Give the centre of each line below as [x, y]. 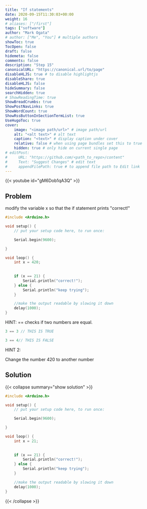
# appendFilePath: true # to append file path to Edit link [73, 167]
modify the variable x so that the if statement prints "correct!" [68, 208]
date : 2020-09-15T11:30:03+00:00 [39, 14]
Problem [18, 196]
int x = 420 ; [27, 262]
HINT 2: [13, 350]
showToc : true [20, 42]
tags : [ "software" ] [25, 28]
